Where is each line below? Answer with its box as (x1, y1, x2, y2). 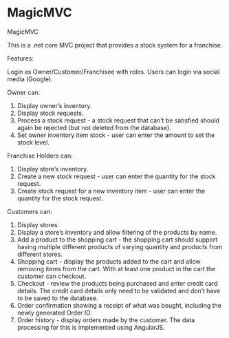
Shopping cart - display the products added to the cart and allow (17, 257, 201, 266)
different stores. (17, 250, 63, 258)
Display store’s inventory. (17, 165, 89, 173)
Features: (7, 54, 34, 63)
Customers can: (7, 207, 53, 215)
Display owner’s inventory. (17, 101, 92, 109)
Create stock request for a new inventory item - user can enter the (17, 187, 206, 195)
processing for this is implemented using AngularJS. (17, 323, 165, 331)
